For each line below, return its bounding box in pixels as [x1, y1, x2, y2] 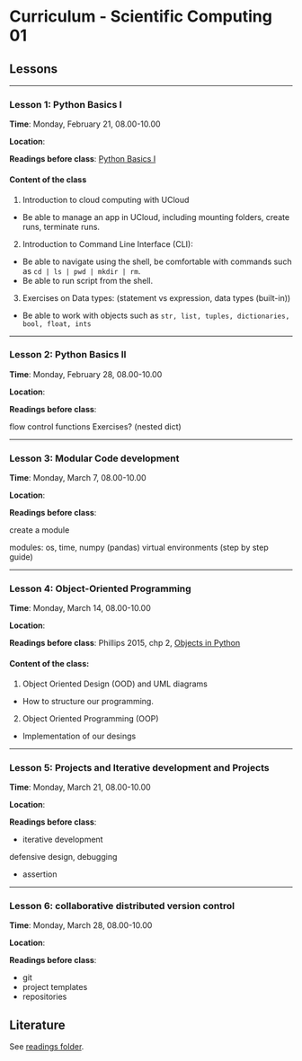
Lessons [9, 61, 58, 76]
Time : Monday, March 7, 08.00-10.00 [9, 473, 147, 483]
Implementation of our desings [22, 730, 137, 741]
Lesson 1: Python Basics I [9, 98, 123, 111]
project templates [22, 982, 88, 993]
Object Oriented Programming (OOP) [22, 712, 159, 724]
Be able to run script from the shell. [22, 275, 154, 286]
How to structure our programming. [22, 695, 155, 706]
